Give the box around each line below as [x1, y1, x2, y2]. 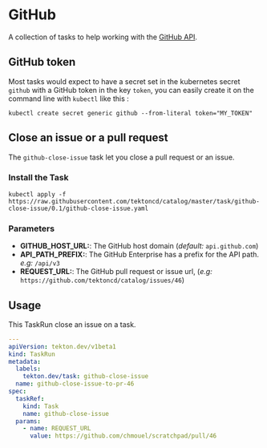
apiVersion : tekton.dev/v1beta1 [8, 342, 116, 350]
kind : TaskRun [8, 350, 56, 358]
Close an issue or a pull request [8, 131, 168, 145]
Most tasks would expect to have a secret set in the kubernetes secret [8, 76, 241, 86]
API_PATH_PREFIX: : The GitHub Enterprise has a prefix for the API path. [19, 250, 259, 260]
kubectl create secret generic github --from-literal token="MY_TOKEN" [8, 109, 253, 117]
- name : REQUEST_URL [22, 425, 91, 433]
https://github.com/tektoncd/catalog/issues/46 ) [19, 275, 185, 285]
